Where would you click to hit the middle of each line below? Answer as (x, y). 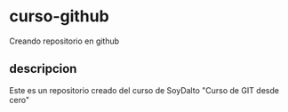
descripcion (43, 69)
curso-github (59, 16)
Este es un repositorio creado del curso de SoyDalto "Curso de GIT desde (144, 90)
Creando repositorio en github (64, 41)
